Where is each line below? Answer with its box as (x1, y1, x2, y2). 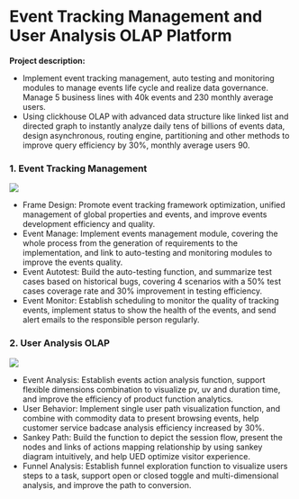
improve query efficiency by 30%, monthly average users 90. (22, 140, 250, 150)
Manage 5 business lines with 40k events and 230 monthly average (22, 92, 274, 103)
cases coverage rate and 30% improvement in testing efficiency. (22, 286, 263, 296)
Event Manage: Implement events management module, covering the (22, 228, 278, 240)
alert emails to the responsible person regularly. (22, 314, 200, 325)
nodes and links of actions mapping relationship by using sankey (22, 441, 263, 452)
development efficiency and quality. (22, 219, 156, 230)
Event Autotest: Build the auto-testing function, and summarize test (22, 267, 272, 277)
